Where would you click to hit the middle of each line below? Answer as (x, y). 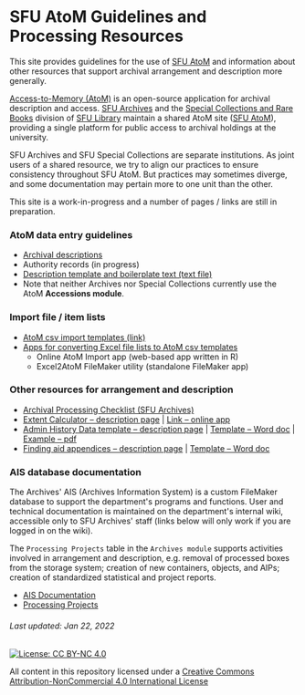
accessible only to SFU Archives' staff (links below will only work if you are (150, 521)
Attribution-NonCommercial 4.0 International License (109, 681)
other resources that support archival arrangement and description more (146, 71)
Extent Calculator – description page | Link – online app (126, 419)
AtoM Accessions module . (74, 294)
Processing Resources (97, 36)
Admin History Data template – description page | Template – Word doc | (158, 429)
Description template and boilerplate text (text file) (117, 275)
